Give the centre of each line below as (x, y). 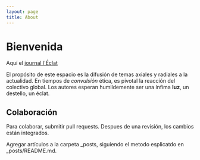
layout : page (22, 12)
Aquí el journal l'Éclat (32, 63)
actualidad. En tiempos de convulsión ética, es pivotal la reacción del (91, 81)
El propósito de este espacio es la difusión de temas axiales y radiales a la (97, 74)
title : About (22, 17)
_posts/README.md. (32, 151)
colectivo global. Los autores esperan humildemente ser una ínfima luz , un (98, 87)
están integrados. (28, 133)
